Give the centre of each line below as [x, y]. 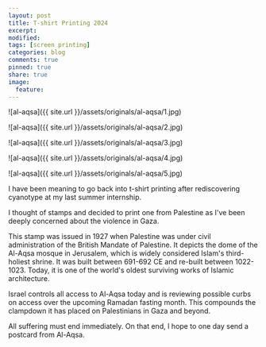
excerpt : [23, 30]
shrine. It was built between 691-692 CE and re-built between [133, 262]
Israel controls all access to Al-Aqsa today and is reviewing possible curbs [130, 294]
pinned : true [30, 67]
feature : [30, 89]
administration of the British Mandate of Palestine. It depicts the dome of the [133, 245]
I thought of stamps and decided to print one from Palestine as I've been [127, 213]
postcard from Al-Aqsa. [46, 335]
